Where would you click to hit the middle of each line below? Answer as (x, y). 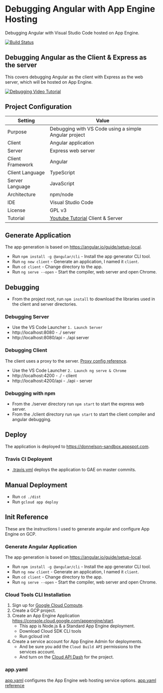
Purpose (17, 131)
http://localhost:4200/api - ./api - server (52, 381)
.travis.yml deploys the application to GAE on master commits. (74, 470)
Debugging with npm (30, 393)
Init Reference (27, 517)
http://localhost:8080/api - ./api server (50, 338)
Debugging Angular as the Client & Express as (76, 58)
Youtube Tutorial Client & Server (86, 218)
